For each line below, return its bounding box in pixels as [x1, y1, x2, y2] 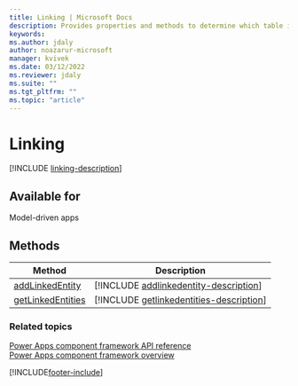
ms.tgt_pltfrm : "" [9, 87, 77, 96]
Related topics [9, 320, 73, 333]
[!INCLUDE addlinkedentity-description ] [94, 279, 263, 291]
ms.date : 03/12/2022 [9, 63, 86, 72]
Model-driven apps [9, 212, 80, 223]
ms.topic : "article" [9, 95, 86, 105]
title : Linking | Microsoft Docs [9, 12, 133, 22]
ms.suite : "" [9, 79, 58, 88]
